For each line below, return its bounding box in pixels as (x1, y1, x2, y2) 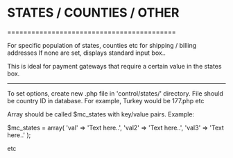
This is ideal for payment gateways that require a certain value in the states (7, 62, 222, 70)
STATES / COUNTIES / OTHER (7, 5, 180, 21)
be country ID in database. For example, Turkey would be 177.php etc (7, 96, 205, 105)
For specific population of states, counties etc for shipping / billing (7, 41, 197, 49)
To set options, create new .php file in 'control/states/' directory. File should (7, 89, 224, 98)
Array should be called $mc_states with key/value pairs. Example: (7, 109, 195, 119)
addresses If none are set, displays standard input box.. (7, 49, 166, 57)
